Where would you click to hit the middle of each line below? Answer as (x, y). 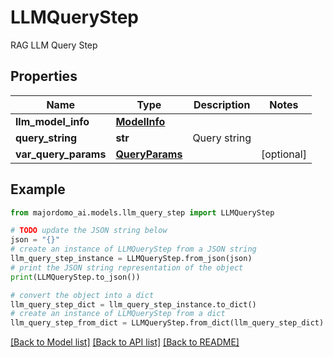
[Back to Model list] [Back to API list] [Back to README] (125, 342)
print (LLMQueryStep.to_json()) (75, 277)
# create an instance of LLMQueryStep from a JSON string (133, 249)
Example (38, 189)
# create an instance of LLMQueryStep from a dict (118, 314)
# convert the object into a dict (82, 295)
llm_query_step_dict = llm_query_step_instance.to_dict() (133, 304)
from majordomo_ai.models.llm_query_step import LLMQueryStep (142, 212)
